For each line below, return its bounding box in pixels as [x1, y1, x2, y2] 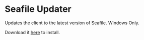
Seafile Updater [5, 3, 71, 15]
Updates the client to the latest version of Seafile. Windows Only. [5, 20, 139, 26]
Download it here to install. [5, 29, 60, 35]
